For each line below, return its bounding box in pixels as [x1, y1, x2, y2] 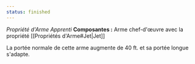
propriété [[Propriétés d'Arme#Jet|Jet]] [6, 32, 105, 40]
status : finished [6, 9, 51, 15]
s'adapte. [6, 50, 30, 58]
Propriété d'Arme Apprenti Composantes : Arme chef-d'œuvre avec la [6, 26, 184, 33]
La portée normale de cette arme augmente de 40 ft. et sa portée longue [6, 44, 189, 51]
